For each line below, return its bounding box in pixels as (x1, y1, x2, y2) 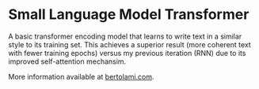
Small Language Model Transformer (8, 6, 249, 24)
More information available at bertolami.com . (8, 72, 154, 81)
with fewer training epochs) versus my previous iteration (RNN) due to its (8, 48, 246, 57)
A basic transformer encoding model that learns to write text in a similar (8, 32, 242, 41)
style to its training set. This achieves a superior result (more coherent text (8, 39, 251, 49)
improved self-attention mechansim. (8, 57, 127, 66)
